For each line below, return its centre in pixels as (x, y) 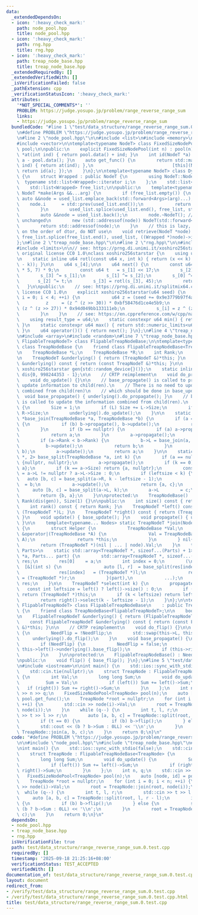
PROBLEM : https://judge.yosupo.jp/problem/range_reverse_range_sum (101, 111)
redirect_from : (25, 886)
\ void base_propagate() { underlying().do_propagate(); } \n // (103, 397)
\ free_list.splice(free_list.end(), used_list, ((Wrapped (91, 237)
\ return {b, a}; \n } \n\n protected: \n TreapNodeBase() (103, 495)
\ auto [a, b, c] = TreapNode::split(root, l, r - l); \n (93, 798)
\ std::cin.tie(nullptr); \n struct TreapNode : (84, 671)
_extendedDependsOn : (37, 17)
